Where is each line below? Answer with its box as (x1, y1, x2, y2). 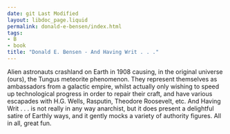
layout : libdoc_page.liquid (7, 17, 88, 23)
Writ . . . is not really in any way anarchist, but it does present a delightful (7, 104, 214, 113)
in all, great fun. (7, 119, 52, 127)
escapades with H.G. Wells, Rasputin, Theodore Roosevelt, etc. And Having (7, 97, 221, 105)
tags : (7, 29, 23, 37)
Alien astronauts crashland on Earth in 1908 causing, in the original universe (7, 67, 223, 76)
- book (7, 42, 26, 49)
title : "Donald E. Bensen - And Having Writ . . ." (7, 49, 159, 56)
